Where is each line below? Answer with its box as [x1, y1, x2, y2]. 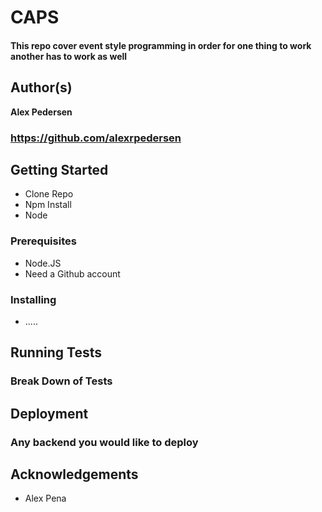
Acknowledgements [10, 466, 139, 483]
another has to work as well [10, 50, 128, 62]
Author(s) [10, 79, 73, 96]
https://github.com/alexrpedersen [10, 131, 182, 145]
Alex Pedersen [10, 106, 73, 118]
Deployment [10, 405, 89, 422]
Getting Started [10, 161, 109, 178]
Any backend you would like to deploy [10, 435, 199, 449]
